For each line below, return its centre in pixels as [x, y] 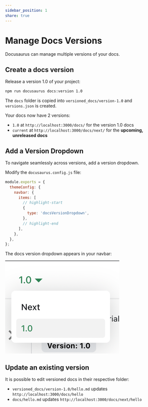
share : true [17, 16]
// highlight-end [40, 223]
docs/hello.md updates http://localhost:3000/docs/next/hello [77, 400]
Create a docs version [39, 70]
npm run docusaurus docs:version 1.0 [44, 91]
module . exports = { [25, 182]
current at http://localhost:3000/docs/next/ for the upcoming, [78, 130]
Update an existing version [47, 367]
